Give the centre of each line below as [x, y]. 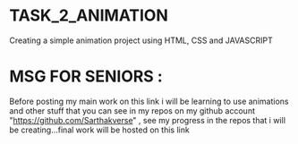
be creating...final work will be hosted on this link [99, 130]
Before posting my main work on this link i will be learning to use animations [149, 101]
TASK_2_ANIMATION [89, 16]
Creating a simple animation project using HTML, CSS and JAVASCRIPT [141, 40]
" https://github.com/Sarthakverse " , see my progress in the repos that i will [148, 120]
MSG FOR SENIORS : [86, 76]
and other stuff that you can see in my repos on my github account [132, 110]
